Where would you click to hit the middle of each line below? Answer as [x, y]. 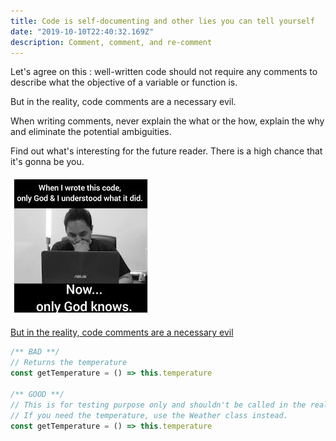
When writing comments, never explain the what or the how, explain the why [167, 121]
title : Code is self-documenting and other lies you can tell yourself [162, 21]
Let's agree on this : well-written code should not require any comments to [164, 72]
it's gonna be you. [47, 162]
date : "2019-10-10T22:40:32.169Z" [82, 31]
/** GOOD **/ [37, 394]
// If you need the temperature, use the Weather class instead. [149, 415]
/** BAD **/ [35, 352]
